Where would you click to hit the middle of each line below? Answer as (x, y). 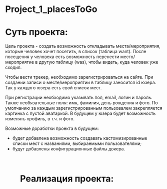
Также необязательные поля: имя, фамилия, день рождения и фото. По (82, 103)
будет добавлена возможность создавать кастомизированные (80, 138)
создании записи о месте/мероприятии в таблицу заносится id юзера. (81, 82)
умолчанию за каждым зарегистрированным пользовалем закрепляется (84, 108)
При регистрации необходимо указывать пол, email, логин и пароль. (79, 98)
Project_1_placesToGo (51, 9)
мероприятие (19, 62)
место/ (127, 57)
